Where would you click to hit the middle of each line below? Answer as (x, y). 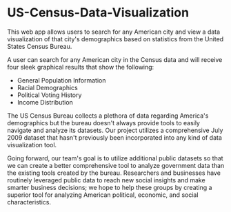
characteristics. (29, 202)
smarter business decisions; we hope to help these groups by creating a (110, 187)
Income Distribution (45, 102)
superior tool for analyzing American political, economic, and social (103, 195)
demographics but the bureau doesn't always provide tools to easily (103, 123)
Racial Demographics (47, 87)
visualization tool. (32, 145)
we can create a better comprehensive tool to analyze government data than (116, 165)
